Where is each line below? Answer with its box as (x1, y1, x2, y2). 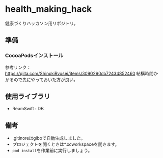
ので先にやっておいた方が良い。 (13, 76, 78, 82)
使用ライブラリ (5, 93, 51, 101)
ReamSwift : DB (12, 106, 44, 112)
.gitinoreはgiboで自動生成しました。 (12, 135, 85, 141)
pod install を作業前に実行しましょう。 (12, 148, 92, 154)
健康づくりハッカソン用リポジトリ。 (5, 20, 79, 26)
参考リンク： (5, 64, 31, 70)
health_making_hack (5, 3, 92, 15)
